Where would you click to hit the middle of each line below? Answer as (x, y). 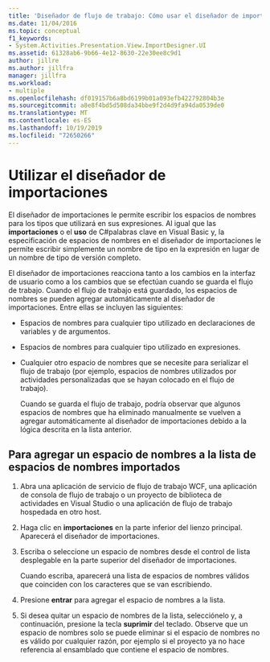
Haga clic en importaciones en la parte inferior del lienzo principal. (131, 528)
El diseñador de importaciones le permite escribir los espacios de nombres (132, 215)
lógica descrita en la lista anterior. (76, 429)
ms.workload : (30, 83)
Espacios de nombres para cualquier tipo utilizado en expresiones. (130, 347)
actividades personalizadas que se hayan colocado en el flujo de (127, 380)
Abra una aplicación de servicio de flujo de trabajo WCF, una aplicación (138, 487)
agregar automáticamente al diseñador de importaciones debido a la (133, 421)
